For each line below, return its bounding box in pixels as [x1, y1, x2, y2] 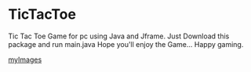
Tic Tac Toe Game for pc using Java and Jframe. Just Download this [8, 31, 230, 41]
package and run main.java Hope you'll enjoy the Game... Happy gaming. [8, 39, 244, 49]
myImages [8, 55, 42, 64]
